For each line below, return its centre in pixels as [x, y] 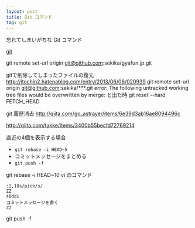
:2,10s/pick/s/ [25, 186]
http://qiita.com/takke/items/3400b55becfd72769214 [70, 125]
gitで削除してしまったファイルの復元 [50, 75]
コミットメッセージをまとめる [50, 156]
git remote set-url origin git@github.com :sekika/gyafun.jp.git [79, 63]
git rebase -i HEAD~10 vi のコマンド [49, 175]
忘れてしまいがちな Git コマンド [44, 40]
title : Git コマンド [29, 17]
